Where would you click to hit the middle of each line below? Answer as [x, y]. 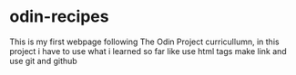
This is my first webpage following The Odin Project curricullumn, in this [144, 42]
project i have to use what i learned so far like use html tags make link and [148, 51]
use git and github [43, 61]
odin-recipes [59, 17]
